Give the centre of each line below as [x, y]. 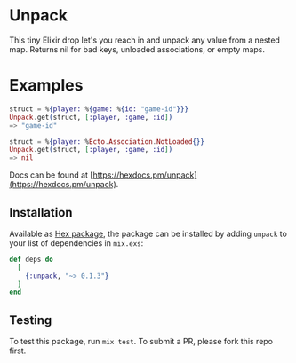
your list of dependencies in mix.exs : [76, 243]
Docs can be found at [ [51, 175]
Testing [31, 320]
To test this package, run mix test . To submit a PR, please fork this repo [141, 342]
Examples [46, 86]
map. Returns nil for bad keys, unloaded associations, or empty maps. [137, 49]
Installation [41, 213]
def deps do [31, 259]
